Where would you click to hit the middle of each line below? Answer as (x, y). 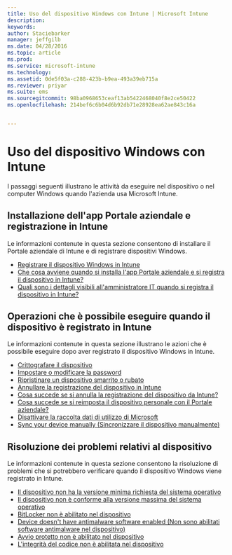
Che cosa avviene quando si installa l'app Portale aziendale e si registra (121, 272)
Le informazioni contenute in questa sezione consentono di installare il (109, 243)
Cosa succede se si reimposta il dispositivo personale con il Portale (115, 402)
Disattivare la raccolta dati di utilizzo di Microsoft (88, 417)
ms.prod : (20, 60)
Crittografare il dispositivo (55, 365)
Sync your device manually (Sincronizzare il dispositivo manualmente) (118, 425)
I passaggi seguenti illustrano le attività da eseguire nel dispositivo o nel (111, 186)
